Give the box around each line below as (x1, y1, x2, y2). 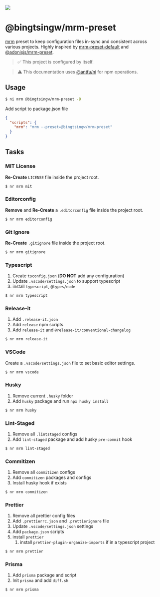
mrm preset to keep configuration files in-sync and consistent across (5, 38, 147, 45)
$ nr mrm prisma (5, 587, 39, 592)
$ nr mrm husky (5, 408, 37, 413)
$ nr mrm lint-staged (5, 446, 50, 451)
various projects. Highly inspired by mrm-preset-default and (5, 44, 129, 50)
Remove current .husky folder (12, 393, 74, 399)
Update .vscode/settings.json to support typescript (12, 278, 121, 284)
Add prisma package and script (12, 572, 77, 578)
